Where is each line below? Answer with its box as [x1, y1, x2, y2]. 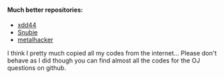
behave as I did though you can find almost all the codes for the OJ [7, 56, 200, 65]
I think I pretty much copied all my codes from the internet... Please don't [7, 49, 217, 58]
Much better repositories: [7, 6, 84, 14]
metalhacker [17, 35, 54, 44]
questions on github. [7, 64, 66, 72]
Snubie [17, 28, 38, 37]
